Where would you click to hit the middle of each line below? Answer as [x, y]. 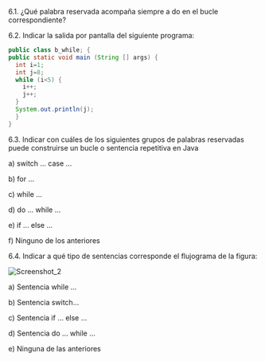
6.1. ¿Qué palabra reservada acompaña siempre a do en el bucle [113, 12]
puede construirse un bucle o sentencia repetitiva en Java [103, 147]
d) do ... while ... [35, 210]
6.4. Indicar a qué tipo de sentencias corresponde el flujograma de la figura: [133, 256]
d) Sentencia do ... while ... [52, 333]
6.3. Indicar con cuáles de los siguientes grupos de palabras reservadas [126, 139]
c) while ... [25, 194]
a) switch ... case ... [40, 163]
